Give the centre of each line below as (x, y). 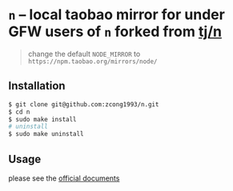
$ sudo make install (43, 119)
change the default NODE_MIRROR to (84, 54)
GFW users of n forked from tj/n (115, 32)
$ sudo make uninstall (46, 134)
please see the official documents (64, 178)
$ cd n (19, 112)
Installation (37, 86)
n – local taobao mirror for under (117, 15)
